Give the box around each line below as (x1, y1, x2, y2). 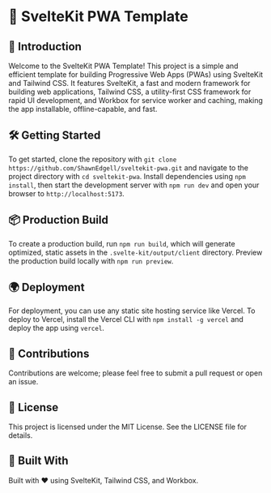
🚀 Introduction (8, 40, 83, 54)
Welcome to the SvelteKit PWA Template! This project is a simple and (8, 61, 239, 71)
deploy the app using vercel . (8, 324, 105, 333)
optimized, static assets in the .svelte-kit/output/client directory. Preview (8, 247, 263, 257)
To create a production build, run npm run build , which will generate (8, 238, 236, 248)
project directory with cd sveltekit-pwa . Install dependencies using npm (8, 171, 247, 181)
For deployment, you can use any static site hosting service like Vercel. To (8, 306, 256, 315)
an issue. (8, 377, 39, 387)
